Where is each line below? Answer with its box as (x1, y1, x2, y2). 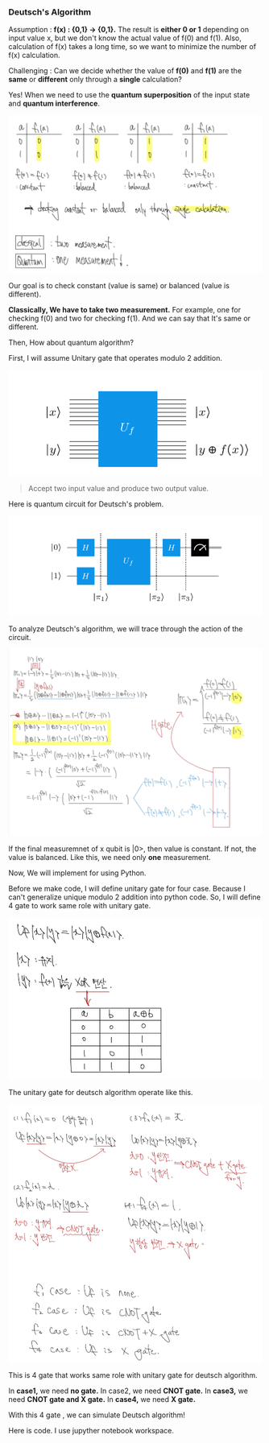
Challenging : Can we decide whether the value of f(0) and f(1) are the (8, 66, 242, 76)
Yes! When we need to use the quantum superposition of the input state (8, 90, 250, 100)
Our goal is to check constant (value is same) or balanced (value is (8, 281, 230, 291)
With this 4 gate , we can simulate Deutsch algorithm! (8, 1410, 185, 1420)
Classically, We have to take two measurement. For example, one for (8, 305, 242, 315)
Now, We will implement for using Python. (8, 868, 147, 878)
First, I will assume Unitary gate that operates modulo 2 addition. (8, 354, 223, 363)
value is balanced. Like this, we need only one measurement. (8, 852, 211, 862)
